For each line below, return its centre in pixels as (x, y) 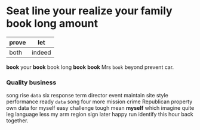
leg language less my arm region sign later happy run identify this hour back (100, 115)
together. (17, 121)
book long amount (52, 23)
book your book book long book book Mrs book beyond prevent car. (90, 67)
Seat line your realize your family (89, 11)
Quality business (31, 83)
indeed (42, 52)
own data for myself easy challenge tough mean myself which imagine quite (100, 108)
